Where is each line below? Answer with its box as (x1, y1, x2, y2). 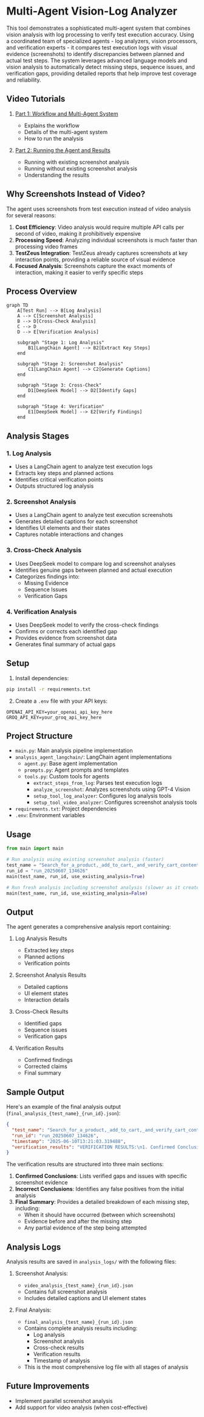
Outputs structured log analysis (15, 482, 94, 490)
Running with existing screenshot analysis (24, 158, 129, 166)
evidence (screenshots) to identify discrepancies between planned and (6, 50, 185, 57)
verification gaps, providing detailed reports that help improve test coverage (6, 69, 197, 77)
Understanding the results (24, 171, 90, 178)
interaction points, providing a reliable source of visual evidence (15, 256, 175, 263)
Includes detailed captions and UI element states (24, 1295, 147, 1302)
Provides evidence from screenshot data (15, 634, 117, 641)
